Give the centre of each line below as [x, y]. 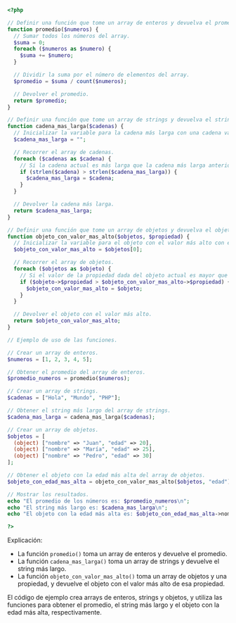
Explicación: [25, 540]
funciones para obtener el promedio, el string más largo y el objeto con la [113, 605]
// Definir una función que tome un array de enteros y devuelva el [110, 23]
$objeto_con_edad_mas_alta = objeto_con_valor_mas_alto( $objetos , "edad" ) [119, 482]
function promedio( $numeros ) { [53, 29]
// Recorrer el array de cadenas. [64, 152]
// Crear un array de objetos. [53, 429]
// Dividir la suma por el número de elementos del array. [102, 75]
